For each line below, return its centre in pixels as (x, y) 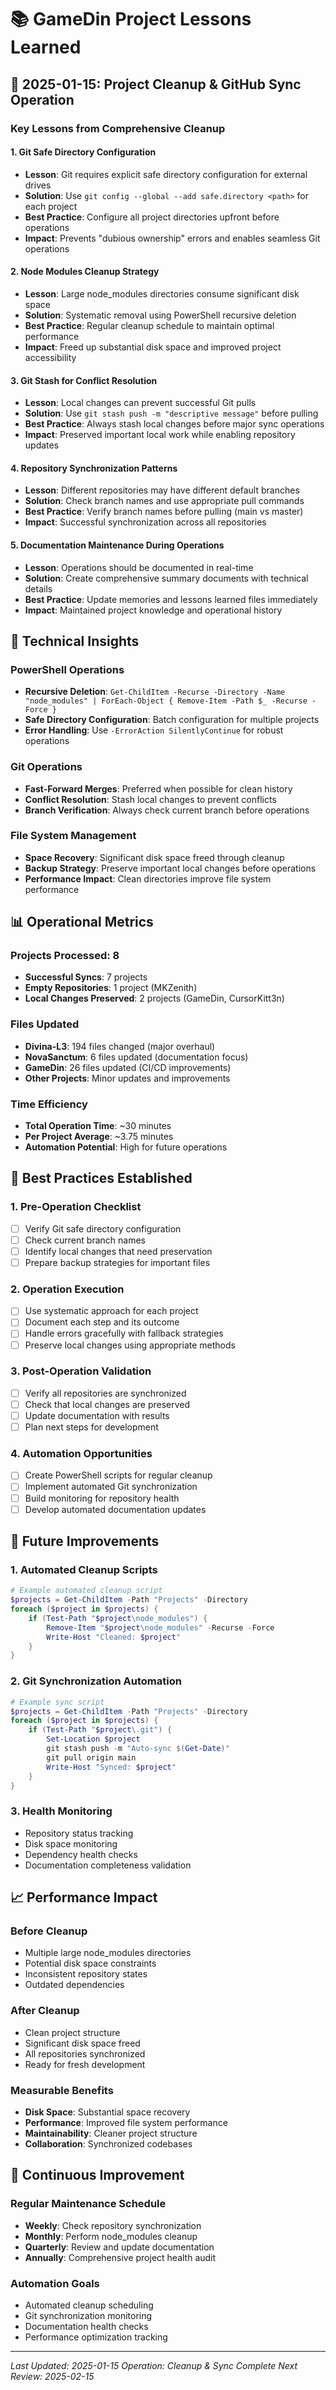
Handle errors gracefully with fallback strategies (124, 1333)
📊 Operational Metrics (82, 922)
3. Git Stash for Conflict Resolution (84, 380)
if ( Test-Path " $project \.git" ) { (100, 1730)
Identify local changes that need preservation (118, 1251)
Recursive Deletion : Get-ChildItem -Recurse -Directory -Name (155, 692)
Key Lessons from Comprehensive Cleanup (118, 128)
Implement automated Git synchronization (111, 1487)
